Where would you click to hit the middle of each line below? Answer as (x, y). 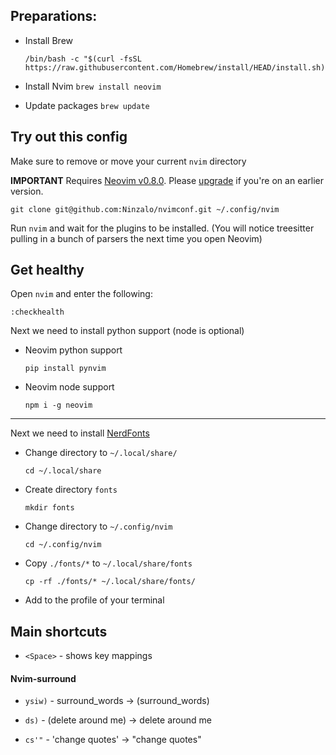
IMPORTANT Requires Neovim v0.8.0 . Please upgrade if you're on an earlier (167, 180)
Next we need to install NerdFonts (80, 433)
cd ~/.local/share (63, 471)
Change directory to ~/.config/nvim (98, 526)
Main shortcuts (59, 631)
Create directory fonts (71, 490)
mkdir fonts (49, 508)
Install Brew (49, 40)
